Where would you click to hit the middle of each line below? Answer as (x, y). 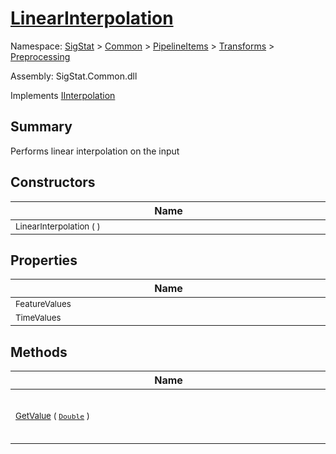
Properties (44, 260)
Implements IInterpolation (63, 95)
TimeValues (38, 318)
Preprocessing (40, 56)
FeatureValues (43, 304)
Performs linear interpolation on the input (95, 151)
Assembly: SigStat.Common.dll (74, 76)
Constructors (53, 182)
